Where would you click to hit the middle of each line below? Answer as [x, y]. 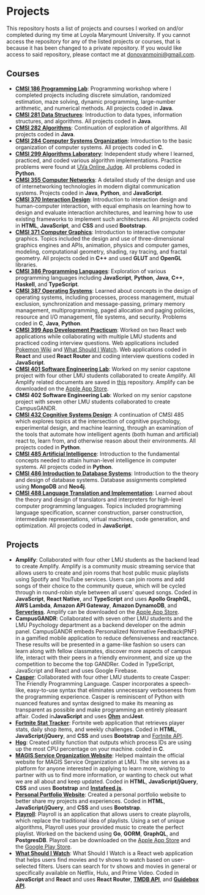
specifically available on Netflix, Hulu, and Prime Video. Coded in [97, 872]
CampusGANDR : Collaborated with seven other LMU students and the [104, 618]
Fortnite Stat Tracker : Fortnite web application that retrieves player [100, 723]
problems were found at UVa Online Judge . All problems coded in [98, 166]
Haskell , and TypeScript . [47, 284]
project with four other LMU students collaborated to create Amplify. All [105, 375]
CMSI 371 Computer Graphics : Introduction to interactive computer [100, 232]
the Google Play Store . [43, 847]
